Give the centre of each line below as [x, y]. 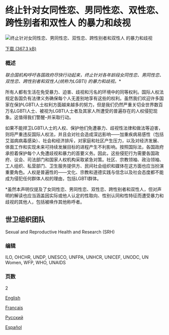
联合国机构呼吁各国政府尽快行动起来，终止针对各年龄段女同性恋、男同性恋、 [84, 75]
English [13, 298]
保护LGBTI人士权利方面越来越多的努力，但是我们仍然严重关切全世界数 [86, 105]
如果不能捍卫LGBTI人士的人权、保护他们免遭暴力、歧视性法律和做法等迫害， [84, 128]
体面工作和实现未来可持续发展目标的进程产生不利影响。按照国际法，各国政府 [84, 147]
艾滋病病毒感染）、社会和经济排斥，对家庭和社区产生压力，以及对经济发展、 [83, 141]
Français [14, 307]
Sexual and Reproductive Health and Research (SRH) [60, 232]
